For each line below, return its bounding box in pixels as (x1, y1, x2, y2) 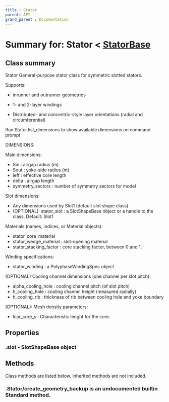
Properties (5, 328, 39, 337)
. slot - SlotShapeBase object (5, 343, 77, 350)
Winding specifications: (5, 254, 54, 260)
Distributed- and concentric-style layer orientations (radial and (12, 112, 143, 118)
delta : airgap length (12, 178, 54, 184)
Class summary (5, 59, 55, 67)
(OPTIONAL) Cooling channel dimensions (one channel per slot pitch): (5, 273, 151, 279)
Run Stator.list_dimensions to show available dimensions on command (5, 127, 151, 133)
